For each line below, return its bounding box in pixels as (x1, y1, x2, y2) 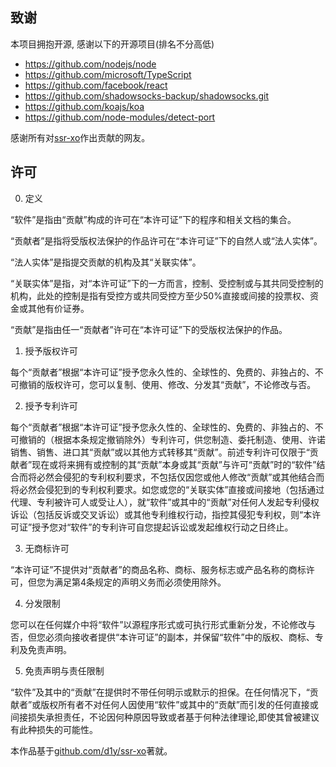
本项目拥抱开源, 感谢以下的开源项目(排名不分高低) (10, 38, 215, 50)
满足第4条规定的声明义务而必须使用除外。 (53, 576, 227, 588)
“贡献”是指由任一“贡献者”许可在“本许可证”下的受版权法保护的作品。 (10, 323, 288, 335)
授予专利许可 (24, 399, 78, 412)
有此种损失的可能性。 (10, 723, 98, 735)
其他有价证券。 (27, 302, 90, 314)
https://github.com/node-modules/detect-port (24, 111, 216, 123)
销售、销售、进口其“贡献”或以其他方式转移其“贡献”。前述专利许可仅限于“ (10, 446, 310, 458)
